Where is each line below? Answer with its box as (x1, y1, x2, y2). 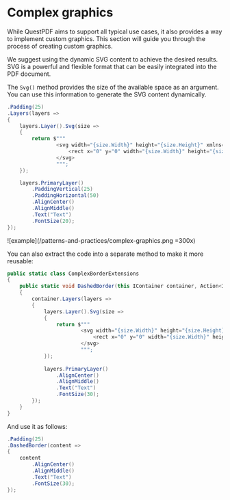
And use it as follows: (7, 422, 68, 430)
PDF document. (7, 70, 51, 78)
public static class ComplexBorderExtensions (7, 270, 139, 277)
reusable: (7, 256, 34, 265)
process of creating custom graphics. (7, 42, 113, 50)
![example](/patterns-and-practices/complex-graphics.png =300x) (7, 236, 196, 244)
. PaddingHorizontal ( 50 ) (31, 192, 99, 199)
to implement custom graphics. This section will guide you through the (7, 34, 206, 42)
